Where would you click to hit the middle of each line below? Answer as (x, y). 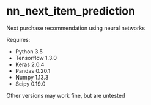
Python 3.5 (29, 51)
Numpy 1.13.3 (32, 77)
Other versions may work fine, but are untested (66, 95)
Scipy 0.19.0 (30, 84)
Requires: (18, 39)
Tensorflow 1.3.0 (36, 58)
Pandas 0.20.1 (33, 70)
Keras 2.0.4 (30, 64)
